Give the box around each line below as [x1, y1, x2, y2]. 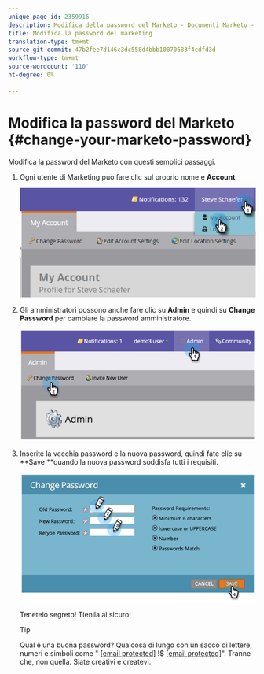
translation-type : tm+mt [8, 38, 90, 46]
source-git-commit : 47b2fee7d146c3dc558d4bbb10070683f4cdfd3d [8, 46, 216, 54]
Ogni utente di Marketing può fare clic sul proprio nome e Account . [19, 172, 238, 181]
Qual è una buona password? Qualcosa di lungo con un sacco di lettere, [19, 640, 253, 650]
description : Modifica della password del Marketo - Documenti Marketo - [8, 20, 255, 29]
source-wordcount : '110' [8, 63, 90, 71]
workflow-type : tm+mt [8, 54, 79, 62]
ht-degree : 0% [8, 71, 55, 79]
